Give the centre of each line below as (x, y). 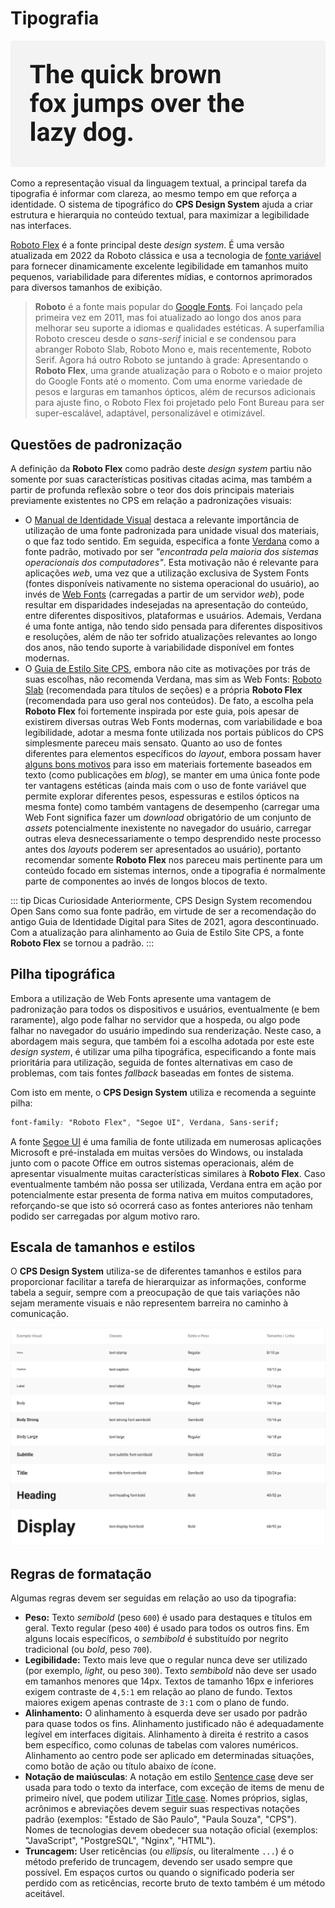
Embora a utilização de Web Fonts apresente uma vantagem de (141, 998)
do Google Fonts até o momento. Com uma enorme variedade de (168, 381)
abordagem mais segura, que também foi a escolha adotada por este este (162, 1041)
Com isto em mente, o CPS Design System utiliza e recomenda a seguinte (163, 1092)
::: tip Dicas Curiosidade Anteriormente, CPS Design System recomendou (161, 900)
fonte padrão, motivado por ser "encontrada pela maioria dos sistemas (172, 551)
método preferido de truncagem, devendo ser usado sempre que (158, 1862)
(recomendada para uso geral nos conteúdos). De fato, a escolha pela (169, 700)
